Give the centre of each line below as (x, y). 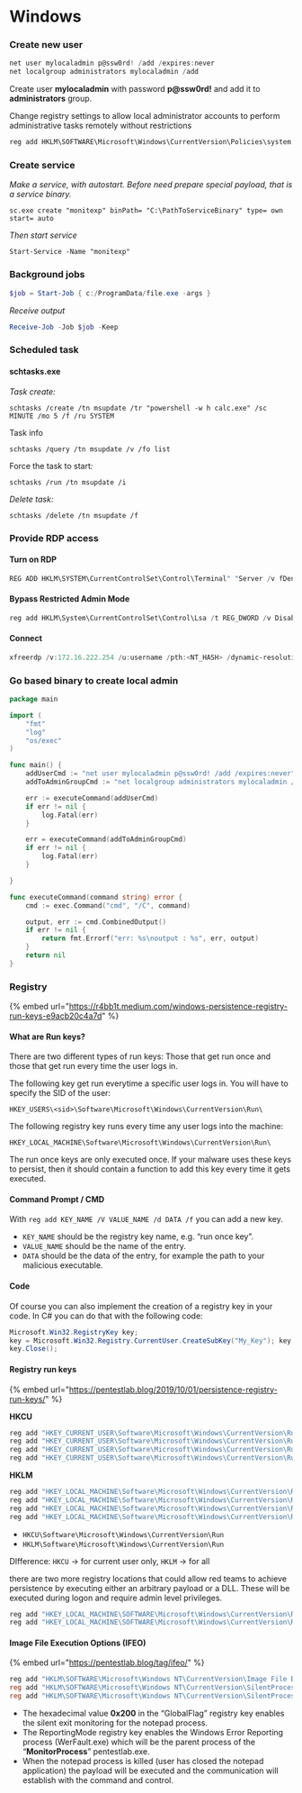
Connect (26, 638)
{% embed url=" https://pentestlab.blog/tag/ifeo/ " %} (107, 1662)
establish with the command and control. (98, 1780)
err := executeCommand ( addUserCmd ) (92, 798)
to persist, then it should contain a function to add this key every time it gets (150, 1169)
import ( (26, 715)
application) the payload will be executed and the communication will (150, 1770)
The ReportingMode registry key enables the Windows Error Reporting (153, 1733)
